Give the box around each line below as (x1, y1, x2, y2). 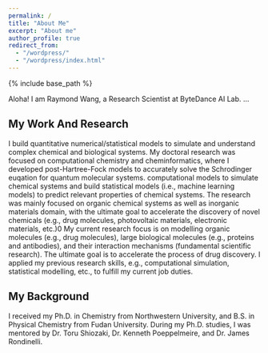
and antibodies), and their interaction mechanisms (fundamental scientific (8, 241, 252, 250)
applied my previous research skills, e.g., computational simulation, (8, 258, 230, 267)
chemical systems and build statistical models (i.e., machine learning (8, 181, 235, 191)
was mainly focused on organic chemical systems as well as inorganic (8, 198, 240, 208)
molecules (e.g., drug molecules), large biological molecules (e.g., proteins (8, 232, 254, 241)
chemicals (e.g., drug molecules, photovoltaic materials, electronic (8, 215, 228, 225)
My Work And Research (8, 117, 130, 131)
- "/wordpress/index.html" (15, 57, 106, 65)
